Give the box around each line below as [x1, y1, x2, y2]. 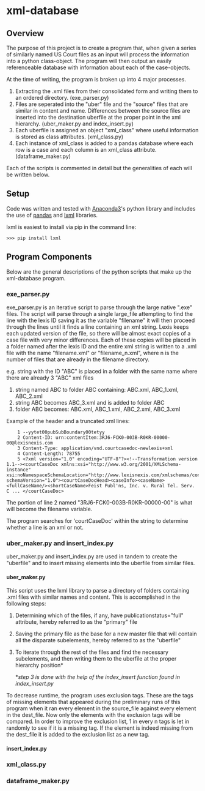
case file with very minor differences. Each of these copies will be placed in [6, 336, 196, 343]
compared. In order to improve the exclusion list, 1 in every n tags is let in [6, 718, 190, 725]
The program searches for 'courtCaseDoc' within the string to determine [6, 517, 189, 524]
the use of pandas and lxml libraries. [6, 211, 98, 219]
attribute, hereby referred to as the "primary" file [15, 618, 138, 626]
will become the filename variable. [6, 505, 93, 512]
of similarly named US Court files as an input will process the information [6, 51, 190, 58]
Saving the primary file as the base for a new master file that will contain [15, 630, 197, 637]
